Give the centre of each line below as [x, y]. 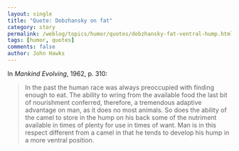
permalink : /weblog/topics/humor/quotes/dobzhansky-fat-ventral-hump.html [121, 34]
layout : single [30, 14]
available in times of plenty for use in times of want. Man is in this [121, 125]
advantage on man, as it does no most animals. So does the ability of [126, 110]
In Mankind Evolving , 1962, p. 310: [58, 73]
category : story [31, 27]
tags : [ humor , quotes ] [41, 40]
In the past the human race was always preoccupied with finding [119, 87]
